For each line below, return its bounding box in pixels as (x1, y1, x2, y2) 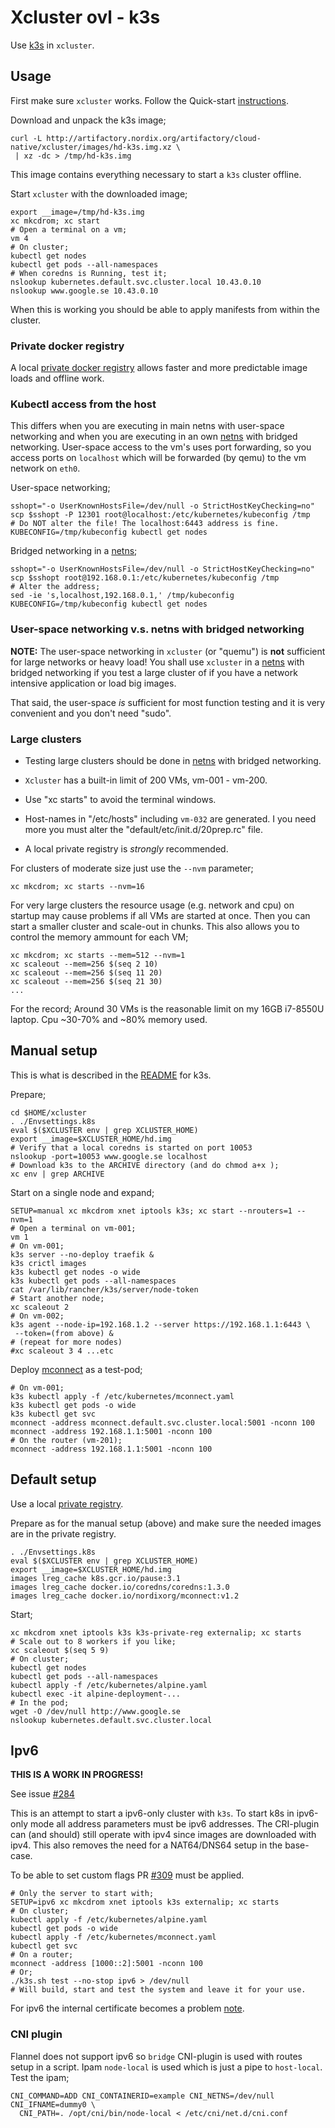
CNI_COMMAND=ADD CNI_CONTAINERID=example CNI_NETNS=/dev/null (10, 2091, 275, 2101)
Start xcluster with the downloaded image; (10, 187, 188, 200)
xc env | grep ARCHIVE (10, 1169, 105, 1179)
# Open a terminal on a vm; (10, 224, 128, 235)
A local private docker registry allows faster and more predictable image (10, 362, 308, 374)
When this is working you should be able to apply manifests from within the (10, 303, 320, 315)
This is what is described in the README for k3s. (10, 1069, 212, 1081)
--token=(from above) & (14, 1328, 114, 1338)
